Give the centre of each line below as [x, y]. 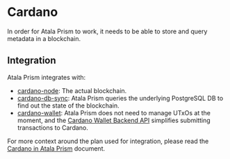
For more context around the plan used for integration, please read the [108, 141]
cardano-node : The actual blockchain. [72, 90]
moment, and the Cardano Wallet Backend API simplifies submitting [114, 120]
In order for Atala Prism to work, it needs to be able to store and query [107, 31]
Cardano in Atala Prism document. [56, 148]
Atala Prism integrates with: [47, 77]
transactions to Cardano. [53, 127]
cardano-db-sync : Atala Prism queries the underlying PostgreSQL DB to [120, 98]
